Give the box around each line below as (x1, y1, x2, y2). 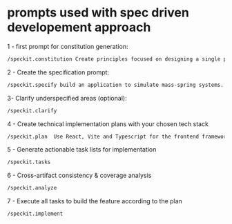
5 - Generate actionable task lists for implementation (7, 145, 157, 154)
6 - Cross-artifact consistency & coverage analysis (7, 171, 152, 180)
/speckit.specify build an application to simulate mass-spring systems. (7, 81, 224, 88)
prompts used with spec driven (7, 5, 190, 21)
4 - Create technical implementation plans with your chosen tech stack (7, 119, 209, 128)
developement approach (7, 19, 151, 35)
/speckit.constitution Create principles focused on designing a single (7, 55, 221, 63)
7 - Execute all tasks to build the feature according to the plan (7, 197, 183, 205)
